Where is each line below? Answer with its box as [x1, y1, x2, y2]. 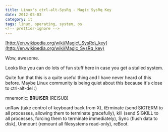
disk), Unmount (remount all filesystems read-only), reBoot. [5, 121, 129, 127]
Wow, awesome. [5, 55, 39, 61]
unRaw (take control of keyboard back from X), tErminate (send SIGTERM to [5, 105, 163, 111]
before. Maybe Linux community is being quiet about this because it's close [5, 80, 163, 86]
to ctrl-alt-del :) [5, 85, 37, 91]
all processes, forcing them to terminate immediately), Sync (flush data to [5, 115, 158, 121]
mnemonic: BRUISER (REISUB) [5, 95, 69, 101]
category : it [5, 17, 33, 22]
